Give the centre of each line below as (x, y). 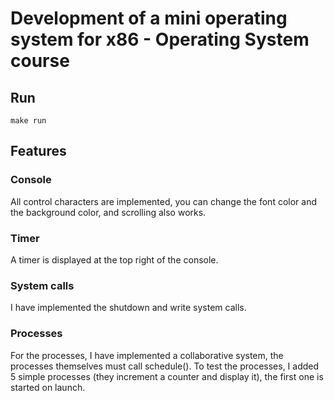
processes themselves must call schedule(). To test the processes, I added (165, 366)
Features (38, 151)
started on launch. (48, 387)
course (40, 61)
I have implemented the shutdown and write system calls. (128, 308)
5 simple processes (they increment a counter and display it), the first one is (167, 376)
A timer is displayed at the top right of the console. (114, 259)
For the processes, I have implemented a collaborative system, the (147, 355)
